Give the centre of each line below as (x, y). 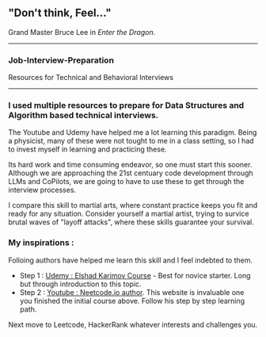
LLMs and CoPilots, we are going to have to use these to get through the (126, 182)
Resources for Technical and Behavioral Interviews (91, 78)
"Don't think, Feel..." (60, 13)
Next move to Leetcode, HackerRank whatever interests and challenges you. (133, 324)
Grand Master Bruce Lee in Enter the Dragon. (82, 32)
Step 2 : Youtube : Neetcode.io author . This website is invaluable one (132, 292)
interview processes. (42, 190)
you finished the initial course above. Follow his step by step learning (132, 301)
